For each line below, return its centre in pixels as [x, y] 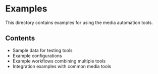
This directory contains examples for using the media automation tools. [79, 22]
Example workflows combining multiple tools [59, 61]
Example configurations [37, 55]
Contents [20, 38]
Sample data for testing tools [42, 50]
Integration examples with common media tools [62, 66]
